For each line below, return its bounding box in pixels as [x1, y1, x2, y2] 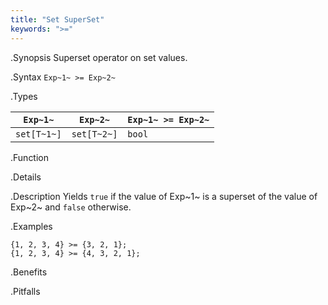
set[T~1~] [15, 128, 62, 140]
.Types [10, 90, 38, 102]
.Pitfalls [10, 285, 41, 297]
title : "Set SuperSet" [10, 14, 105, 25]
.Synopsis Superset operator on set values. [10, 51, 188, 63]
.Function [10, 151, 50, 163]
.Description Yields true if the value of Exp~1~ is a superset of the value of [10, 190, 318, 202]
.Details [10, 171, 42, 183]
